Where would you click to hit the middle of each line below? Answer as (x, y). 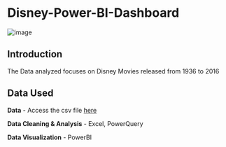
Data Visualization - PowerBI (50, 137)
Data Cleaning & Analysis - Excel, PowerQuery (75, 123)
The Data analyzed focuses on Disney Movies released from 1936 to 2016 (113, 71)
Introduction (35, 54)
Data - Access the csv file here (52, 110)
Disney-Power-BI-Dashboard (93, 13)
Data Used (30, 93)
